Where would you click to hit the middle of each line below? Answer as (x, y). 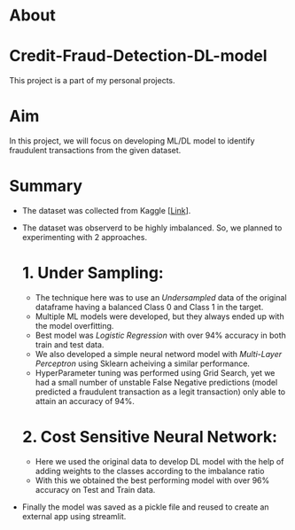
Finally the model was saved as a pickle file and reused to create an (145, 507)
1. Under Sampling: (93, 273)
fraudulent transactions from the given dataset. (95, 151)
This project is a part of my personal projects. (92, 81)
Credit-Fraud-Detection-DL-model (138, 56)
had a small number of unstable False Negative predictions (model (156, 382)
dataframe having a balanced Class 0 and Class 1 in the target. (149, 307)
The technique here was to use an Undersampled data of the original (161, 297)
